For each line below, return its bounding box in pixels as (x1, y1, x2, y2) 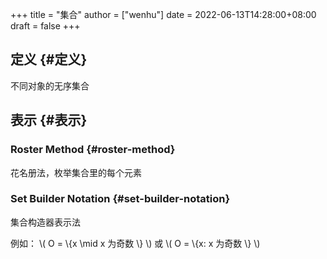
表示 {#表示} (10, 112, 88, 129)
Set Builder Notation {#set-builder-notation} (10, 192, 231, 206)
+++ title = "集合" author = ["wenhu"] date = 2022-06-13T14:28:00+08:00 (10, 9, 317, 20)
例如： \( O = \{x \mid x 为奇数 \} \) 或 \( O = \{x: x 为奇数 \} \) (10, 237, 261, 249)
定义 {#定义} (10, 51, 88, 68)
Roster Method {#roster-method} (10, 143, 176, 157)
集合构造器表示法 (10, 216, 81, 228)
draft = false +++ (10, 20, 81, 32)
